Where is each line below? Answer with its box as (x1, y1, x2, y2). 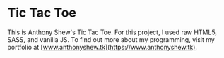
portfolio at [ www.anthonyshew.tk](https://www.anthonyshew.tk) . (7, 43, 198, 51)
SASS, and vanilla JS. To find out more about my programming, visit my (7, 35, 216, 43)
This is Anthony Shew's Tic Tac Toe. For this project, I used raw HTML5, (7, 28, 218, 36)
